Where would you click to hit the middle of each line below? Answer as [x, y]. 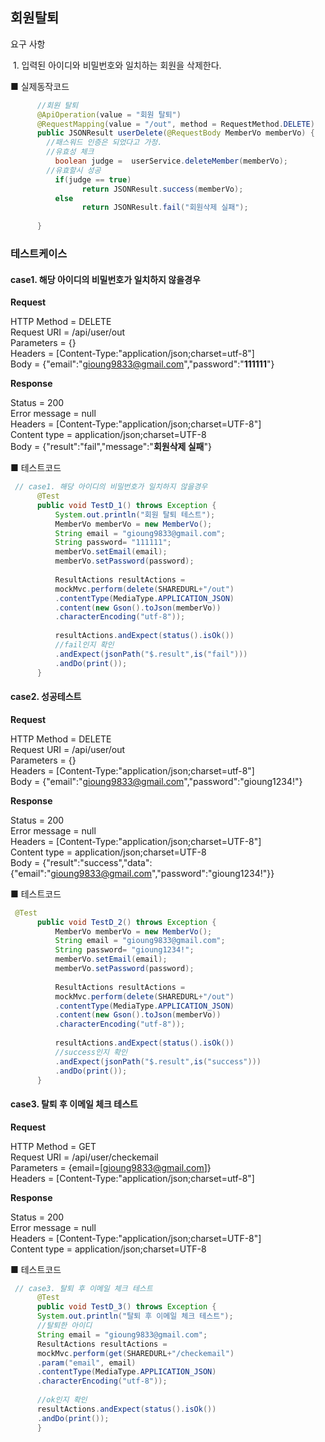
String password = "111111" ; [113, 543]
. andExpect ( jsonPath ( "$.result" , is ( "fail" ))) [151, 654]
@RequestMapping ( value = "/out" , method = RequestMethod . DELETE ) [175, 124]
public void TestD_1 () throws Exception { [126, 505]
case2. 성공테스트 [46, 697]
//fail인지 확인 [84, 645]
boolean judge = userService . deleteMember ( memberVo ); [171, 161]
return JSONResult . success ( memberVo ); [162, 189]
